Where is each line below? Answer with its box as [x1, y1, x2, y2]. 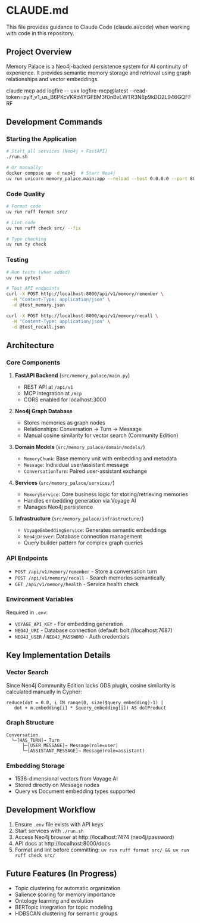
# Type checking [6, 236, 46, 242]
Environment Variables [6, 595, 74, 603]
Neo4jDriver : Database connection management [23, 533, 142, 540]
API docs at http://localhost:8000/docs [14, 840, 111, 847]
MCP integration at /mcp [23, 390, 82, 397]
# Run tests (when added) [6, 269, 70, 275]
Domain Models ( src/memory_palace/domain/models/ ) [14, 444, 145, 451]
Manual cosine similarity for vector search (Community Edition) [23, 432, 179, 439]
